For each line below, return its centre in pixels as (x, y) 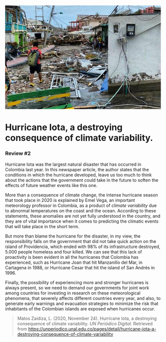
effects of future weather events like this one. (51, 185)
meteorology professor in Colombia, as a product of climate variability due (81, 205)
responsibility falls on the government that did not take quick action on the (81, 241)
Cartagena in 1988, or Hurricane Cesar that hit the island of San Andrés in (80, 267)
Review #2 (18, 153)
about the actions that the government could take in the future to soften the (82, 180)
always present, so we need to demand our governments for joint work (77, 288)
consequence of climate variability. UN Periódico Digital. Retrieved (85, 323)
